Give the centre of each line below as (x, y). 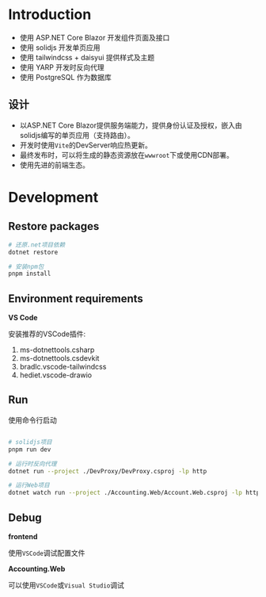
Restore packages (54, 226)
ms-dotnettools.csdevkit (59, 358)
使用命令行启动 (32, 420)
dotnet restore (33, 252)
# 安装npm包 (26, 266)
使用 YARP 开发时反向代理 (62, 67)
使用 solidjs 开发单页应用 (60, 47)
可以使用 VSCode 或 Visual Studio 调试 (66, 585)
